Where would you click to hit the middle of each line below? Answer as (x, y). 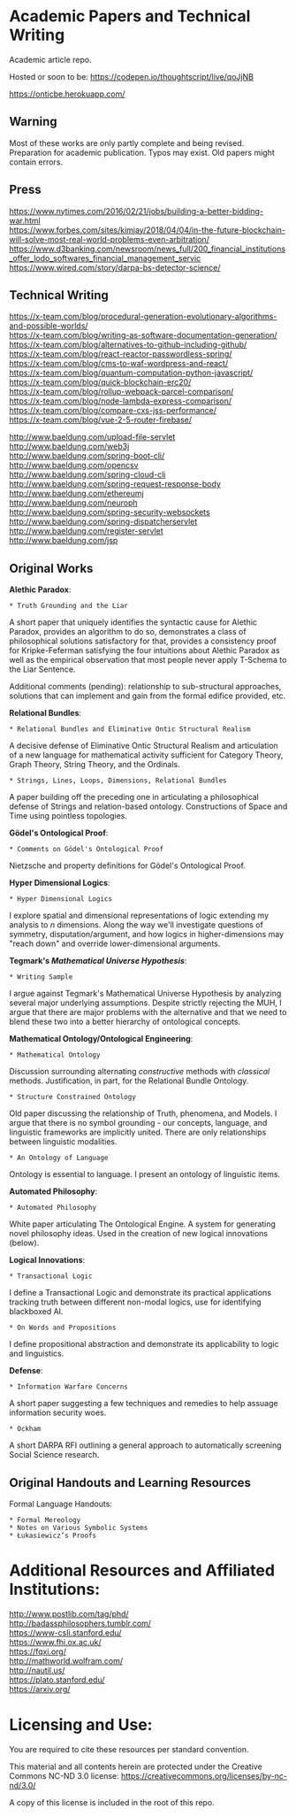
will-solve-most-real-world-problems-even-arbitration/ (110, 239)
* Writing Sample (41, 977)
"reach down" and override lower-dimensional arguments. (115, 943)
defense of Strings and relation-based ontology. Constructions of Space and (148, 806)
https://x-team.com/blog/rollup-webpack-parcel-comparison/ (121, 392)
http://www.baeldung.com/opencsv (74, 466)
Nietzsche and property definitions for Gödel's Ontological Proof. (127, 866)
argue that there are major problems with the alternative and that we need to (148, 1012)
